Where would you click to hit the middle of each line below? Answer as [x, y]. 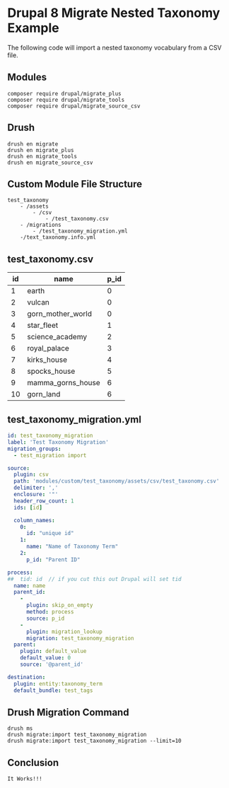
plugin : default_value [53, 652]
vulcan [38, 302]
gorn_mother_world [60, 314]
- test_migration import [50, 455]
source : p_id [45, 618]
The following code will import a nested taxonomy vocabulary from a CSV [114, 47]
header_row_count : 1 [44, 501]
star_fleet [43, 325]
